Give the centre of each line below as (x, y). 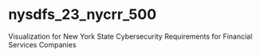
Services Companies (43, 44)
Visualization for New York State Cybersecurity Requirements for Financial (130, 36)
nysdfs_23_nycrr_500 (83, 15)
